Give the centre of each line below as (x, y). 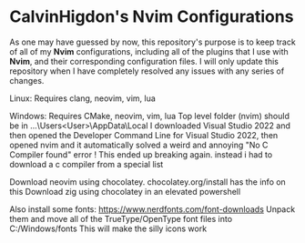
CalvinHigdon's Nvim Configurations (152, 17)
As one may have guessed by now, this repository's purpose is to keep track (152, 42)
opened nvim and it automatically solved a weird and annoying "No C (139, 145)
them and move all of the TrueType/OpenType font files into (121, 218)
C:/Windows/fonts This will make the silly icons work (108, 228)
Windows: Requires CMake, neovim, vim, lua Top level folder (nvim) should (149, 116)
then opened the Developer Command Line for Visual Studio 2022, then (144, 135)
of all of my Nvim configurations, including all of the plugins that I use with (149, 51)
